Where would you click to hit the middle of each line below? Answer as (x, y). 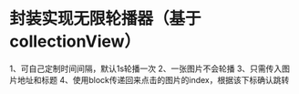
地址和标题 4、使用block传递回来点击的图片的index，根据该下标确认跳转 (153, 79)
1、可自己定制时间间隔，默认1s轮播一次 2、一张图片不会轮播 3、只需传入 (146, 68)
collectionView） (75, 42)
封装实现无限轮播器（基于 (106, 19)
